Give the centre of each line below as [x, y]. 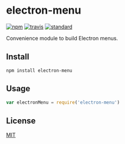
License [21, 121]
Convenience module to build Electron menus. [62, 38]
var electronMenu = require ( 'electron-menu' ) [63, 102]
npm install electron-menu [39, 71]
